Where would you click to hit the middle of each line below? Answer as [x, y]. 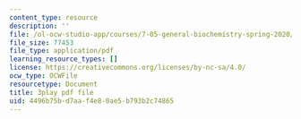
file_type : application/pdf [62, 51]
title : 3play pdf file [52, 92]
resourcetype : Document [54, 84]
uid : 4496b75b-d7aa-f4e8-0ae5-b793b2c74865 [92, 101]
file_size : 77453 [42, 42]
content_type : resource [54, 17]
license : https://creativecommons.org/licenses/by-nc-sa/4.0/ [128, 68]
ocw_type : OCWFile [43, 76]
